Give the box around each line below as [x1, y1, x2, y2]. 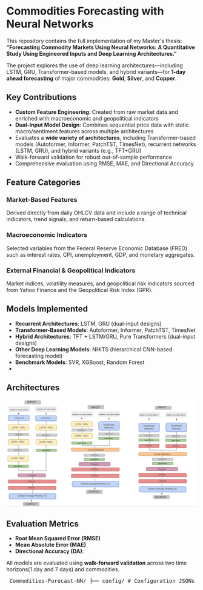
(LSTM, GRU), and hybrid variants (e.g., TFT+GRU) [15, 147, 142, 154]
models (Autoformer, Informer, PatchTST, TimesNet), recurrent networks [15, 141, 196, 148]
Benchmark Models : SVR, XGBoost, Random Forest [15, 359, 145, 366]
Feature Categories [6, 177, 81, 188]
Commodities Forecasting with [6, 4, 164, 18]
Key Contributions [6, 92, 77, 102]
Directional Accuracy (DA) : [15, 547, 84, 555]
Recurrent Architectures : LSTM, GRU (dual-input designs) [15, 320, 162, 327]
